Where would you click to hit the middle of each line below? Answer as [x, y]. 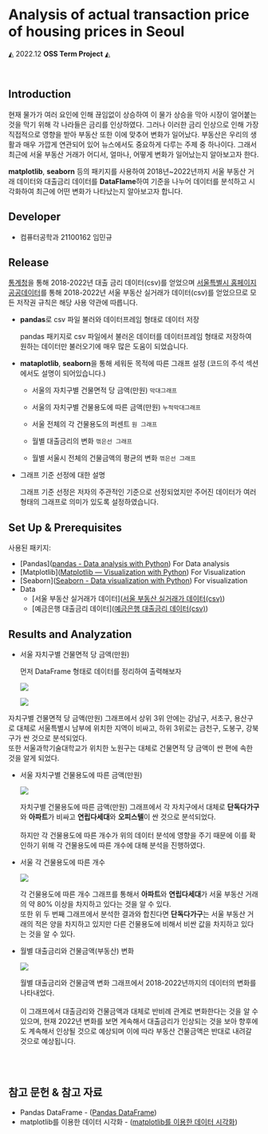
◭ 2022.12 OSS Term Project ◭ [59, 53]
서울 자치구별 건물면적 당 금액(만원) [75, 654]
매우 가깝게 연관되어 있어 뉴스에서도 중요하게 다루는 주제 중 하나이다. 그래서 [140, 144]
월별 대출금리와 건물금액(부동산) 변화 [77, 951]
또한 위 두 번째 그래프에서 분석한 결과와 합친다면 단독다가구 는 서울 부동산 [132, 914]
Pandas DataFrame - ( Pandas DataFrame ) [88, 1112]
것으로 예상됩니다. [47, 1041]
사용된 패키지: [30, 548]
